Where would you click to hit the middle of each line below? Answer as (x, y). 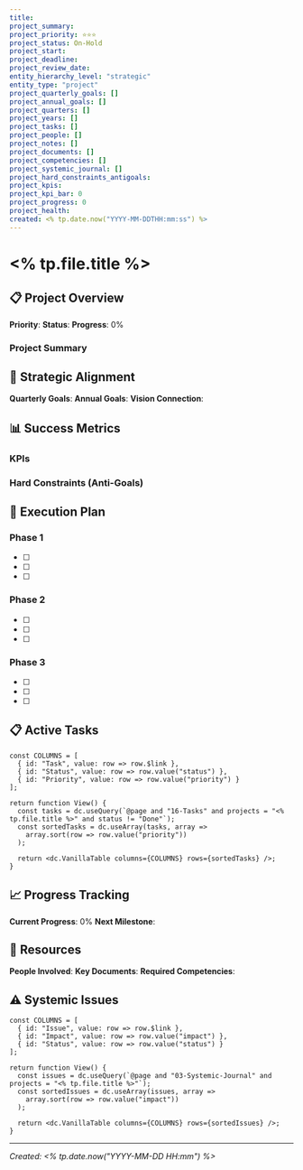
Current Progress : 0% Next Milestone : (83, 921)
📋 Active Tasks (54, 731)
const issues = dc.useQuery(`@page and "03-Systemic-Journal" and (145, 1076)
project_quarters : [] (50, 110)
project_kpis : (36, 186)
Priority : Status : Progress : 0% (67, 324)
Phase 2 (28, 599)
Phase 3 (28, 662)
